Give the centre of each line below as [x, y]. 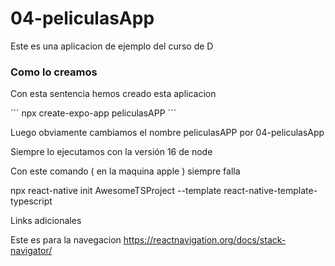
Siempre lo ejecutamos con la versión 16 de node [111, 152]
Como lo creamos [54, 72]
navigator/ [31, 251]
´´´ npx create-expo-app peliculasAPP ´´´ [93, 113]
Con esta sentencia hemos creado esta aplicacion [113, 94]
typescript [31, 201]
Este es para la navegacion [66, 240]
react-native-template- [270, 191]
